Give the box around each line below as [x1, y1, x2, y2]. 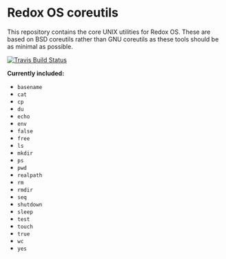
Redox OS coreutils [7, 5, 119, 21]
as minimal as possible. [7, 42, 74, 50]
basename [17, 84, 43, 90]
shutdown [17, 201, 43, 208]
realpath [17, 171, 43, 179]
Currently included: [7, 69, 65, 77]
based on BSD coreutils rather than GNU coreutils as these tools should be [7, 35, 219, 43]
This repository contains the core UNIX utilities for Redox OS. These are [7, 28, 211, 36]
